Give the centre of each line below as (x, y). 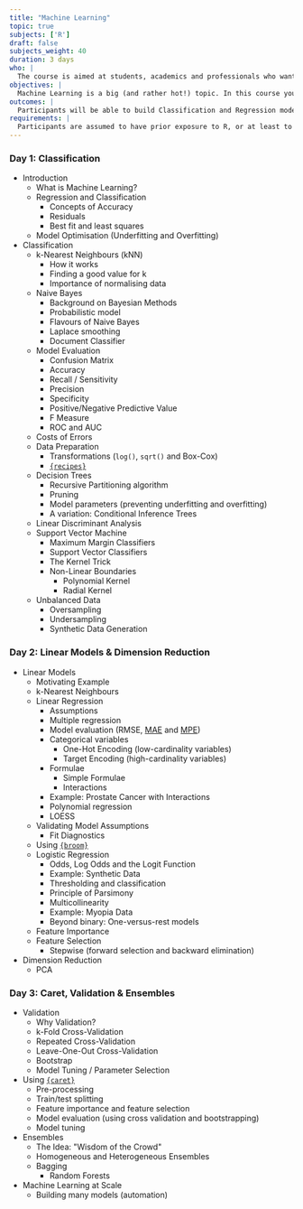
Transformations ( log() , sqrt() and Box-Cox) (133, 456)
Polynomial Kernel (96, 581)
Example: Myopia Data (91, 912)
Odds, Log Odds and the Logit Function (122, 864)
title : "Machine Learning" (60, 18)
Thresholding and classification (108, 883)
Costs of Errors (64, 437)
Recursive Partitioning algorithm (109, 485)
